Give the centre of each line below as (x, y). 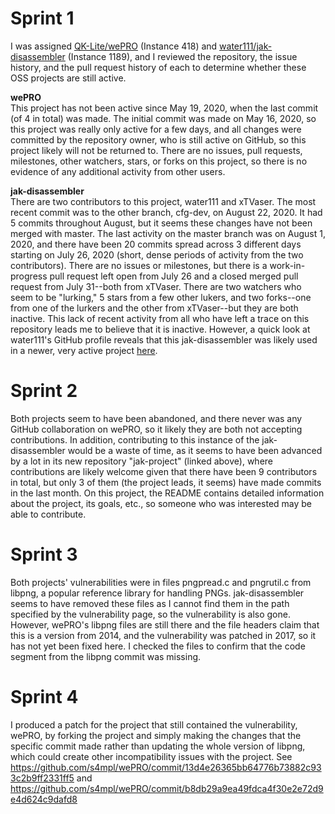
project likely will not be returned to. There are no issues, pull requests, (156, 150)
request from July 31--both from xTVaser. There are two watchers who (156, 286)
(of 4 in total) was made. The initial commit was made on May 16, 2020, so (163, 118)
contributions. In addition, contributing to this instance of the (135, 439)
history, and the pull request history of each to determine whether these (158, 67)
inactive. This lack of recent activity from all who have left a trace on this (160, 318)
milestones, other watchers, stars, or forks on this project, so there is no (159, 161)
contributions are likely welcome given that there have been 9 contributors (164, 471)
